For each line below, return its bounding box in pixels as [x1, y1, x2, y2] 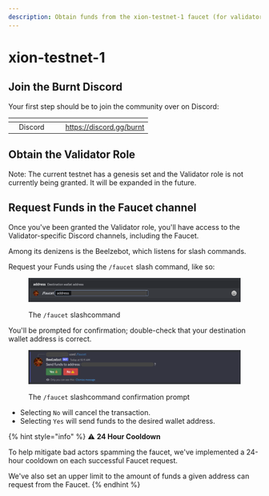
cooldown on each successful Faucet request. [25, 455, 179, 465]
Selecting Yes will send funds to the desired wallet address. [19, 416, 215, 425]
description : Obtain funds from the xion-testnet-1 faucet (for [8, 13, 227, 21]
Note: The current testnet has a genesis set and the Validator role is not [8, 169, 244, 179]
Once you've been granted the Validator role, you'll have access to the [8, 222, 240, 232]
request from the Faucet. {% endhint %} [8, 479, 141, 489]
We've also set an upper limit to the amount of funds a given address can [8, 471, 250, 481]
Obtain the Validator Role [8, 148, 136, 162]
